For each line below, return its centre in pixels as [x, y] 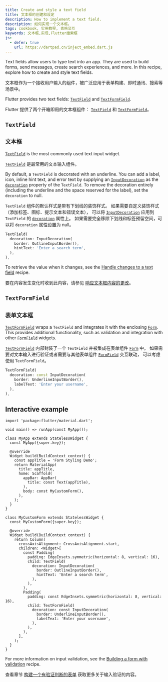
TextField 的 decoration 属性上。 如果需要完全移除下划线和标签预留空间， [81, 218]
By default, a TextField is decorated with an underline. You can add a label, [83, 174]
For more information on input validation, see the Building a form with [76, 659]
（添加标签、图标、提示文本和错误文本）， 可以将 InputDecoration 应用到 [80, 212]
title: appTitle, [36, 469]
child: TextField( [46, 562]
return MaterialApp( [35, 465]
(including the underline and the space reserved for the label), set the [77, 190]
